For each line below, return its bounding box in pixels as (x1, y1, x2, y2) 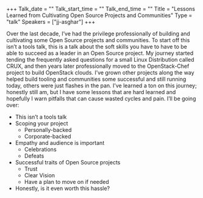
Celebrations (24, 146, 57, 153)
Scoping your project (15, 120, 68, 127)
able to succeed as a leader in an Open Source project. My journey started (6, 50, 194, 57)
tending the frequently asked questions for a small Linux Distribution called (6, 56, 194, 63)
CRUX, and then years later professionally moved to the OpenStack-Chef (6, 62, 190, 70)
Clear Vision (24, 172, 55, 179)
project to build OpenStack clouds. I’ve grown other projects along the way (6, 69, 194, 76)
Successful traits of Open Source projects (15, 159, 121, 166)
